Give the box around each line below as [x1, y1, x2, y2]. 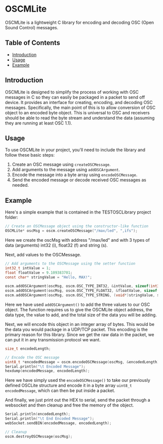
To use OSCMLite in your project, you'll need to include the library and [5, 147, 146, 153]
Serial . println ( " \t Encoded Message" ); [5, 364, 86, 369]
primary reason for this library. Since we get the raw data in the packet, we [5, 332, 154, 337]
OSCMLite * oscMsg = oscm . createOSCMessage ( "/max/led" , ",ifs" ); [5, 229, 138, 233]
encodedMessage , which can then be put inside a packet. [5, 388, 115, 393]
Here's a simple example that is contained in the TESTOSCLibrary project [5, 209, 151, 215]
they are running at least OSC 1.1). [5, 120, 72, 126]
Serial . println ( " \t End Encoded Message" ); [5, 416, 95, 421]
